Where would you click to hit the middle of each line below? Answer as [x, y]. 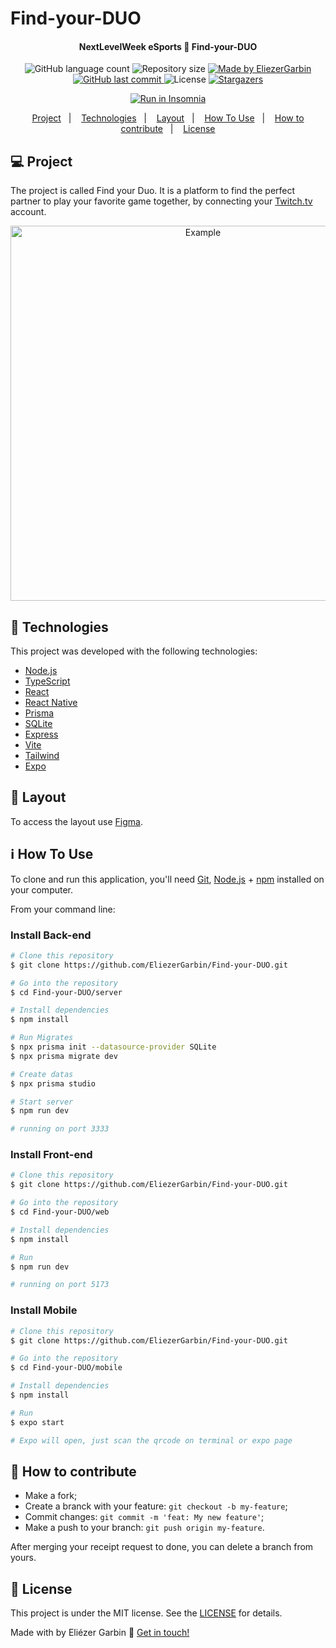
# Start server [42, 1102]
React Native [51, 703]
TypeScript [47, 681]
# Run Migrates [42, 1038]
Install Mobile [44, 1310]
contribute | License [168, 129]
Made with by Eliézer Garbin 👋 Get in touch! [100, 1633]
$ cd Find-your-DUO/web [60, 1212]
